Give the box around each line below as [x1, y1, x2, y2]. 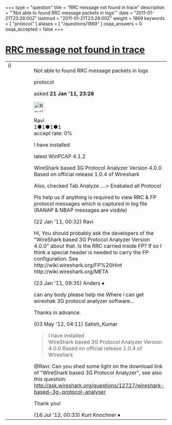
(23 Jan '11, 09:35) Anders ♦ [34, 279, 105, 286]
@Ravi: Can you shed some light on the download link [34, 363, 163, 370]
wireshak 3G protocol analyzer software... [34, 297, 135, 304]
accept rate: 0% [34, 130, 73, 137]
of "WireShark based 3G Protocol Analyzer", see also [34, 369, 162, 376]
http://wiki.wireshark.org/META [34, 268, 109, 275]
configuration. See [34, 255, 78, 262]
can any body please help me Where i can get [34, 291, 144, 298]
